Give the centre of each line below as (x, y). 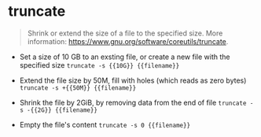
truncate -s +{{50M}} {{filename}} (78, 88)
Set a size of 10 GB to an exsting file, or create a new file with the (125, 57)
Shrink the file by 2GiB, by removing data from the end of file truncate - (136, 102)
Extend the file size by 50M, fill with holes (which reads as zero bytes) (133, 80)
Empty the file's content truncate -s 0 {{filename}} (105, 124)
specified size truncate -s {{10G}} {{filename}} (99, 65)
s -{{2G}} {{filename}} (59, 110)
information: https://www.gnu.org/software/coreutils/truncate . (128, 41)
